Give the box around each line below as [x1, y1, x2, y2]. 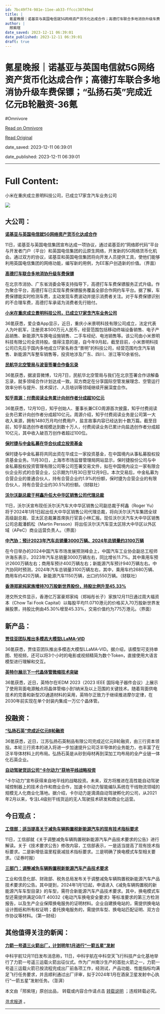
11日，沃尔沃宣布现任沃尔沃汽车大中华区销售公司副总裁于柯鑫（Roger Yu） [5, 503, 156, 508]
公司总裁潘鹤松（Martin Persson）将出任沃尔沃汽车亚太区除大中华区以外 [5, 521, 152, 527]
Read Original [5, 134, 33, 140]
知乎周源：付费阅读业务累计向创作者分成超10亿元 [5, 395, 105, 401]
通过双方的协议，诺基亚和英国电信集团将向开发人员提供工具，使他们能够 [13, 254, 160, 260]
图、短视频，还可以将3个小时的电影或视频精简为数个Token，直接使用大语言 [5, 653, 158, 659]
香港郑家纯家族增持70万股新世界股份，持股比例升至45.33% [5, 583, 126, 589]
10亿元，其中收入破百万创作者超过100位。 [5, 430, 90, 436]
